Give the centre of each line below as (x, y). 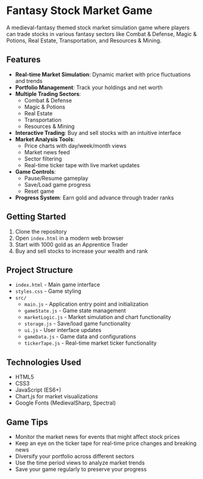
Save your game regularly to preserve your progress (81, 469)
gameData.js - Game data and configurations (80, 337)
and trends (29, 81)
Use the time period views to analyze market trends (80, 463)
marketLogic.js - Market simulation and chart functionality (98, 317)
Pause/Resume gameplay (56, 178)
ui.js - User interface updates (63, 330)
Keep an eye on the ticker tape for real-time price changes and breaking (106, 443)
